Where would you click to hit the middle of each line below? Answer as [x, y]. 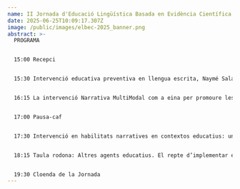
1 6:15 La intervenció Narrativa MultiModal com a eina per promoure [118, 98]
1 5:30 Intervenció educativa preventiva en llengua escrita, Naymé [116, 79]
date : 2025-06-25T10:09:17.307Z [55, 21]
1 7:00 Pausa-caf [38, 117]
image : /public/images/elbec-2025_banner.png [76, 27]
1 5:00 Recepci [35, 60]
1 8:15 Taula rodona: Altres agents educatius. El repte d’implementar [121, 155]
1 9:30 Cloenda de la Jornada [57, 174]
